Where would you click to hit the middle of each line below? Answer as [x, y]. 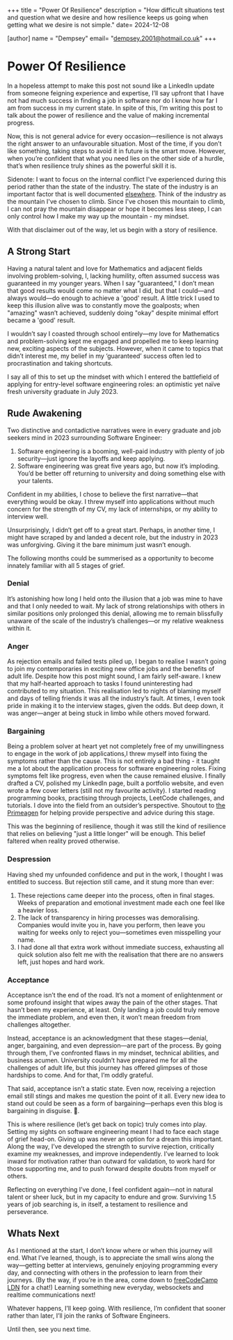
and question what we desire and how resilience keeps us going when [108, 17]
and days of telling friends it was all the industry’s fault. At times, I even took [116, 698]
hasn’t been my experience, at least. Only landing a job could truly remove [114, 1010]
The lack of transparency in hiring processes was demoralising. [108, 917]
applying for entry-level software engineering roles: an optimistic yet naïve [114, 384]
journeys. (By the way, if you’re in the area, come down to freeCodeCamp [113, 1279]
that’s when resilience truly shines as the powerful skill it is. [92, 166]
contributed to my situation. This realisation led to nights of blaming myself [114, 691]
